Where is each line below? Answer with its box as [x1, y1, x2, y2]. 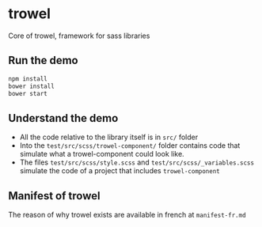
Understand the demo [8, 112, 119, 125]
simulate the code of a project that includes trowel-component [19, 166, 220, 176]
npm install [8, 74, 47, 83]
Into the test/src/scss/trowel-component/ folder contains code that [19, 141, 241, 150]
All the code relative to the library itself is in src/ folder [19, 132, 199, 142]
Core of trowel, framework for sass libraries [8, 31, 150, 40]
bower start [8, 89, 47, 97]
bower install [8, 82, 55, 90]
